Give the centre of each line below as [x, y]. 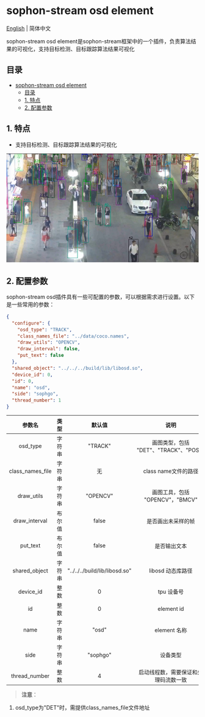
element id [171, 609]
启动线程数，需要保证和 [168, 672]
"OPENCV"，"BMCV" [171, 500]
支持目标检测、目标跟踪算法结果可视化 [86, 49]
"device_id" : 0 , [32, 375]
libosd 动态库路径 [171, 571]
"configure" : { [31, 323]
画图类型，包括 [171, 442]
